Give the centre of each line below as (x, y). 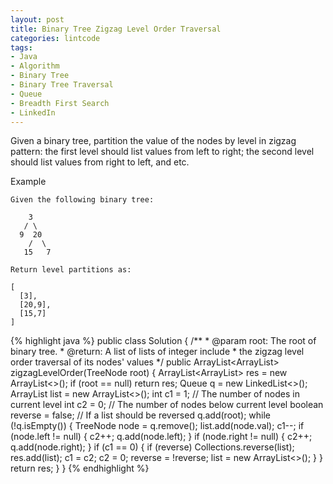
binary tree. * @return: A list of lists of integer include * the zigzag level (157, 352)
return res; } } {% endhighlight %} (80, 468)
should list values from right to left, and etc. (100, 162)
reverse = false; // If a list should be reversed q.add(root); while (140, 415)
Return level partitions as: (71, 270)
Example (28, 182)
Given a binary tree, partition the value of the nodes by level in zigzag (153, 141)
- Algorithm (35, 66)
